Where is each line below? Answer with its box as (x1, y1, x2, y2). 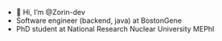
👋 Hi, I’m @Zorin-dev (15, 8, 86, 17)
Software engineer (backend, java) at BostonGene (15, 16, 183, 25)
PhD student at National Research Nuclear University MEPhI (15, 24, 215, 33)
